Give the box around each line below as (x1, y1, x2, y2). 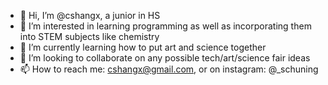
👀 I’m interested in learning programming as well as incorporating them (19, 20, 312, 32)
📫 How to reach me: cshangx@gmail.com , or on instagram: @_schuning (19, 63, 319, 75)
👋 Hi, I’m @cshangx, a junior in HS (19, 10, 161, 21)
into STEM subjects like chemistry (19, 31, 160, 42)
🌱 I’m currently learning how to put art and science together (19, 41, 267, 53)
